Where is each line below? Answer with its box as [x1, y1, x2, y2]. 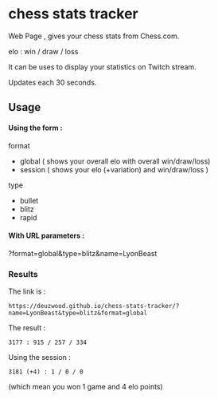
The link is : [8, 286, 46, 296]
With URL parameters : [8, 231, 85, 240]
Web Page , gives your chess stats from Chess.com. [8, 31, 180, 41]
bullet [19, 196, 39, 205]
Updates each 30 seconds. [8, 77, 97, 87]
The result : [8, 323, 46, 333]
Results [8, 268, 38, 279]
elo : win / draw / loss [8, 46, 79, 56]
